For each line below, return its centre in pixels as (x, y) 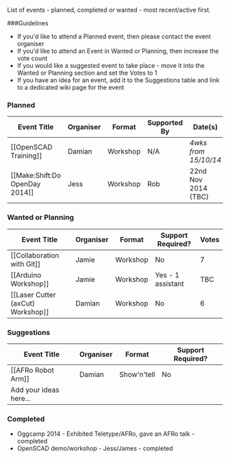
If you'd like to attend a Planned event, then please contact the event (114, 36)
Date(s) (205, 127)
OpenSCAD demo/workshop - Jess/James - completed (95, 449)
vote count (32, 58)
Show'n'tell (137, 374)
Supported (165, 123)
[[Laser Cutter (33, 295)
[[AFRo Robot (33, 370)
